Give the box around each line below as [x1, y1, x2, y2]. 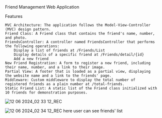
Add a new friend [14, 56, 49, 61]
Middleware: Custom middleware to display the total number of [5, 78, 136, 82]
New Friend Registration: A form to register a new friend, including [5, 61, 151, 66]
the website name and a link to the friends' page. [5, 73, 112, 78]
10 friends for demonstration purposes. [5, 90, 88, 95]
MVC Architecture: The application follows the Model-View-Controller [5, 23, 151, 27]
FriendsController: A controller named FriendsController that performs [5, 39, 155, 44]
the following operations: [5, 44, 60, 49]
